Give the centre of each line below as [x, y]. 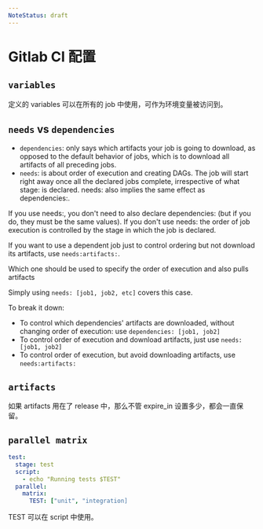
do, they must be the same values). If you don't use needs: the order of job [129, 222]
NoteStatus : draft [38, 15]
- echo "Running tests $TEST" [72, 479]
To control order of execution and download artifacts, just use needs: [131, 340]
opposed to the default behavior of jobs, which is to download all [124, 156]
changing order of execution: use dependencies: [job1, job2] [120, 332]
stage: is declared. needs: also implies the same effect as [112, 190]
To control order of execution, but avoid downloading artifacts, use [127, 355]
